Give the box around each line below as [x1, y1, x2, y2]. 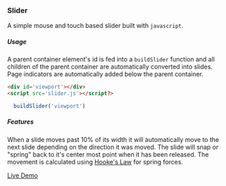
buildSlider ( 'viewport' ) [13, 103, 86, 110]
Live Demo [7, 171, 38, 180]
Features [7, 117, 34, 126]
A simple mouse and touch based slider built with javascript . [7, 22, 183, 30]
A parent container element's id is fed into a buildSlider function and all [7, 55, 215, 64]
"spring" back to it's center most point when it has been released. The [7, 150, 209, 159]
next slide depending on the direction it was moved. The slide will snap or [7, 143, 218, 151]
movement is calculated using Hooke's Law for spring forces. [7, 157, 183, 166]
